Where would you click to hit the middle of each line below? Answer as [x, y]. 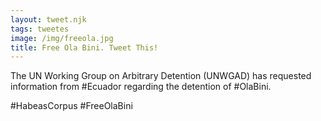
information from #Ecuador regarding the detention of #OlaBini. [141, 87]
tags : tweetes [40, 29]
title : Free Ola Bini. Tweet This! [84, 47]
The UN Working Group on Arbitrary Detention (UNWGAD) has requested [161, 76]
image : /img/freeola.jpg [62, 38]
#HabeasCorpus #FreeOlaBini [71, 106]
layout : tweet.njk [48, 19]
